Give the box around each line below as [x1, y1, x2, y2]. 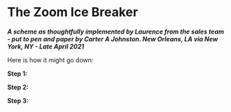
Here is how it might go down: [7, 55, 94, 64]
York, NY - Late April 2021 [7, 42, 85, 50]
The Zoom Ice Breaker [7, 4, 139, 20]
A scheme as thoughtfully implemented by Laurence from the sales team [7, 27, 225, 36]
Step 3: [7, 96, 29, 105]
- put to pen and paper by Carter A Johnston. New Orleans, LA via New [7, 34, 218, 43]
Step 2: [7, 83, 29, 91]
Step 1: [7, 69, 28, 78]
